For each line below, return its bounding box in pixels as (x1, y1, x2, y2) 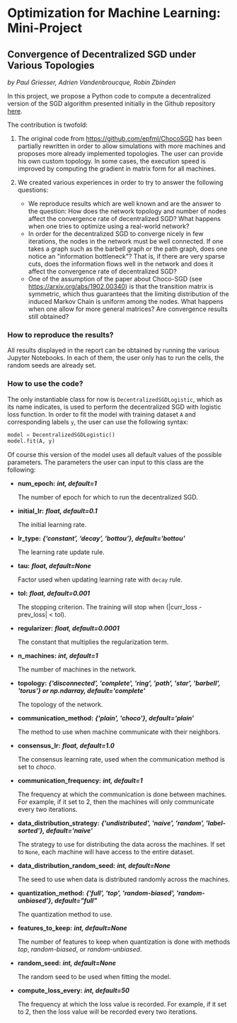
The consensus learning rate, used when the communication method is (17, 755, 225, 764)
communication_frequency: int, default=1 (17, 776, 143, 785)
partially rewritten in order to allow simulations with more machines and (17, 142, 226, 150)
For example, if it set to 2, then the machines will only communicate (17, 798, 214, 806)
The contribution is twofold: (7, 120, 88, 129)
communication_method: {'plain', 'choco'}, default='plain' (17, 714, 195, 723)
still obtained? (28, 312, 69, 320)
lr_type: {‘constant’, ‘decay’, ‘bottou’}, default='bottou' (17, 534, 185, 543)
